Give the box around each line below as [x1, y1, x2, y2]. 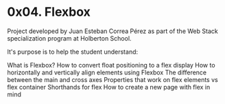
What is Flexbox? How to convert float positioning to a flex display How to [7, 61, 215, 69]
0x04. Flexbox [7, 4, 91, 20]
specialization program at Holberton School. [7, 34, 132, 42]
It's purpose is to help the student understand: [7, 48, 139, 56]
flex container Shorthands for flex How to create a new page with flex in [7, 83, 211, 91]
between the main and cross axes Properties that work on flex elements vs [7, 75, 218, 83]
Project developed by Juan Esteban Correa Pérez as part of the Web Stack [7, 27, 218, 35]
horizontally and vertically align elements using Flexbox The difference [7, 68, 207, 76]
